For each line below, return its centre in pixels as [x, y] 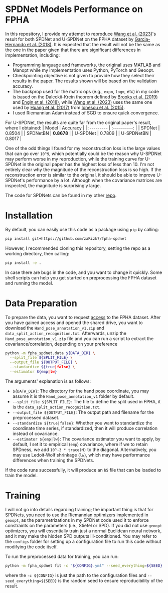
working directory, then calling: [37, 253]
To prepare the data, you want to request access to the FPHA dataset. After [83, 317]
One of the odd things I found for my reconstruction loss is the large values [83, 148]
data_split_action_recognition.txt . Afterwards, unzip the [66, 333]
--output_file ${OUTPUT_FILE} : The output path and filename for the [83, 412]
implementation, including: [33, 55]
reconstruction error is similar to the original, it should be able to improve [80, 175]
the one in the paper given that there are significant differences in [73, 50]
